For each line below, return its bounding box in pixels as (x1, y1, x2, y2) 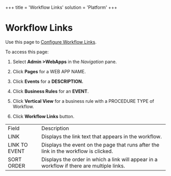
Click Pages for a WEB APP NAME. (12, 68, 86, 74)
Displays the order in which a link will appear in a (41, 156, 158, 163)
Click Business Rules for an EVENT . (12, 88, 89, 94)
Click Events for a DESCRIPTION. (12, 78, 83, 84)
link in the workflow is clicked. (41, 148, 113, 155)
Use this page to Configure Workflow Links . (5, 39, 97, 45)
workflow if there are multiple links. (41, 162, 126, 169)
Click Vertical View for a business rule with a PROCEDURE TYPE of (12, 98, 154, 104)
